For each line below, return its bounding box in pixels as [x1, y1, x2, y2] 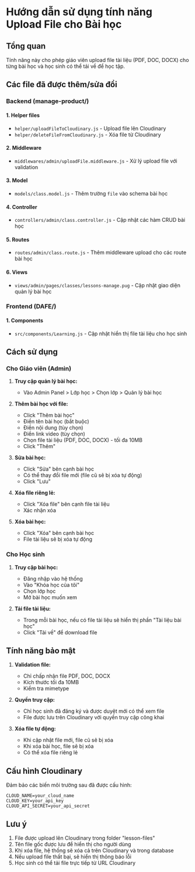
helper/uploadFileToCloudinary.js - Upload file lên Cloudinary [14, 125, 166, 132]
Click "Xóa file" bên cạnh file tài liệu [23, 500, 110, 508]
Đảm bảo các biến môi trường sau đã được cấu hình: [6, 781, 133, 789]
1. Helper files [6, 111, 40, 119]
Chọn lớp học [23, 588, 56, 595]
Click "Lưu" [23, 478, 51, 485]
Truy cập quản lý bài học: [14, 377, 78, 385]
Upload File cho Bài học [6, 18, 122, 31]
